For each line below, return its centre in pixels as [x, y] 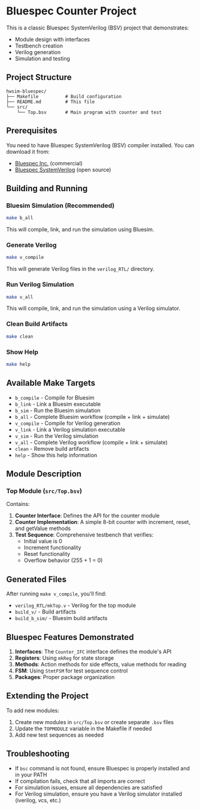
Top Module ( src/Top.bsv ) [44, 491]
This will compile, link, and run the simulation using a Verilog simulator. [93, 308]
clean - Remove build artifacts [52, 448]
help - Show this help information [56, 455]
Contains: [18, 504]
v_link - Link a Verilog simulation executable [70, 429]
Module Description [44, 474]
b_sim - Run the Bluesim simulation [57, 410]
